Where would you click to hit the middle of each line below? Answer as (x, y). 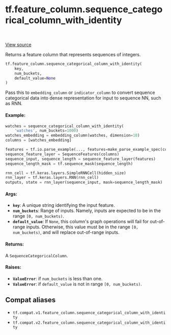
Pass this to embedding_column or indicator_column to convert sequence (80, 92)
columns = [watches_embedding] (38, 140)
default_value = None (35, 78)
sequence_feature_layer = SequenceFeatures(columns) (62, 154)
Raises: (13, 267)
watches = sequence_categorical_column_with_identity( (65, 126)
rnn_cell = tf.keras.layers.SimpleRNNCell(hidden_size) (66, 173)
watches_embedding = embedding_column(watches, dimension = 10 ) (73, 136)
